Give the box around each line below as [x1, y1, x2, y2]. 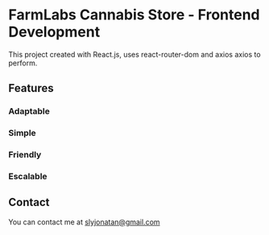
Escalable [8, 171, 48, 183]
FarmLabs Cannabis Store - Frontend [8, 6, 260, 24]
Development [8, 23, 101, 41]
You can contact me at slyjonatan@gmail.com [8, 216, 160, 227]
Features [8, 82, 54, 95]
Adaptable [8, 106, 51, 117]
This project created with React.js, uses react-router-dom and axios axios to [8, 49, 261, 59]
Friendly [8, 149, 42, 161]
